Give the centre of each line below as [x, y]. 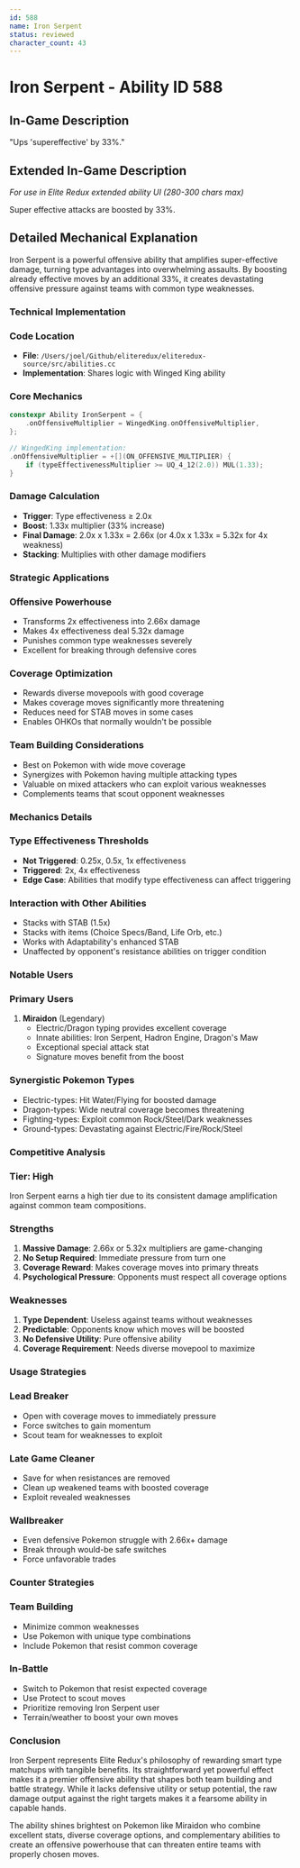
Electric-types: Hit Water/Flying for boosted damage [119, 1099]
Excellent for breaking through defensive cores [109, 651]
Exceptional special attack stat [92, 1047]
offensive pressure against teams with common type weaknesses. [132, 288]
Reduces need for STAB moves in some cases [108, 712]
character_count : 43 [48, 43]
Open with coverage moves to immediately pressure [119, 1416]
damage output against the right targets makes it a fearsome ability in [138, 1799]
